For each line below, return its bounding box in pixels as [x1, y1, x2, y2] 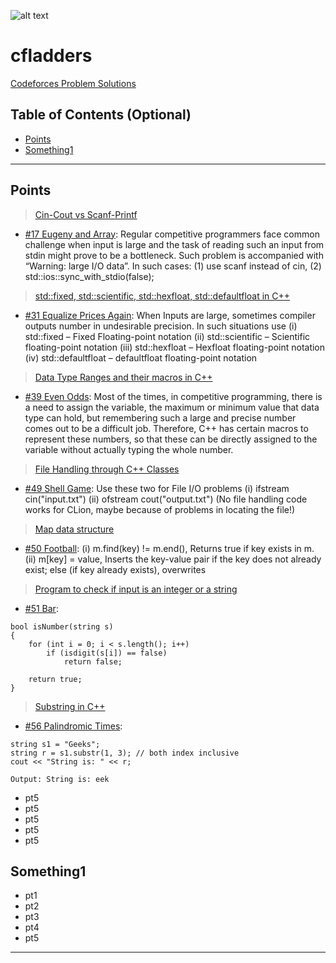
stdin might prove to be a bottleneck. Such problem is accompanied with [24, 249, 324, 261]
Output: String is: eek [10, 774, 110, 784]
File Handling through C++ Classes [34, 463, 180, 475]
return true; [28, 674, 83, 684]
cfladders [10, 45, 93, 67]
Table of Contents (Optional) [10, 106, 192, 124]
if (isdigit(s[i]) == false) [46, 648, 168, 658]
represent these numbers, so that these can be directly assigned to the [24, 433, 318, 445]
